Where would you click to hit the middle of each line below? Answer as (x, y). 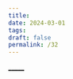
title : (19, 15)
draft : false (30, 38)
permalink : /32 (33, 45)
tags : (17, 30)
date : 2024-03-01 (37, 23)
